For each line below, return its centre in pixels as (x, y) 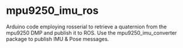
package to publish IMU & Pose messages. (58, 39)
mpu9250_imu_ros (52, 11)
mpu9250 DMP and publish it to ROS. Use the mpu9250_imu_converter (91, 32)
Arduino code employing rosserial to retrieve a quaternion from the (87, 27)
